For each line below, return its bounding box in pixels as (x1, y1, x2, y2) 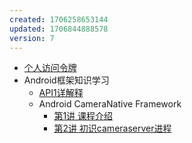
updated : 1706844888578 (9, 24, 109, 34)
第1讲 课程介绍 (53, 110, 114, 122)
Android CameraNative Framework (38, 98, 182, 110)
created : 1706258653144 (9, 14, 109, 25)
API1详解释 (38, 87, 84, 99)
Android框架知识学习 (23, 74, 110, 86)
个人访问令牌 (23, 62, 77, 74)
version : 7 (9, 33, 55, 43)
